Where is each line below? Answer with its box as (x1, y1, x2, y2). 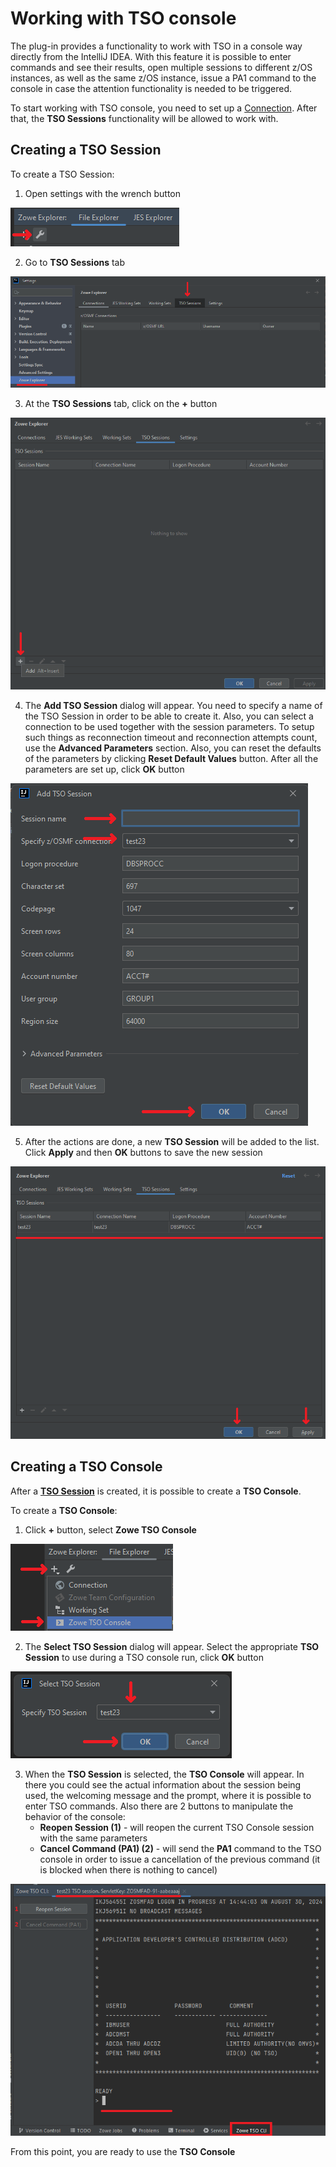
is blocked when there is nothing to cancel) (39, 1863, 218, 1876)
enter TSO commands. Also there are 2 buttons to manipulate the (24, 1800, 294, 1812)
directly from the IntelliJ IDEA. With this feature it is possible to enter (10, 50, 292, 62)
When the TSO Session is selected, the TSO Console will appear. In (24, 1768, 305, 1780)
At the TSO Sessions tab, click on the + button (24, 398, 218, 410)
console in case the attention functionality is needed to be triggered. (10, 82, 293, 94)
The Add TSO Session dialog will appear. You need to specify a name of (24, 699, 323, 711)
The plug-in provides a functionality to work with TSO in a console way (10, 40, 303, 52)
